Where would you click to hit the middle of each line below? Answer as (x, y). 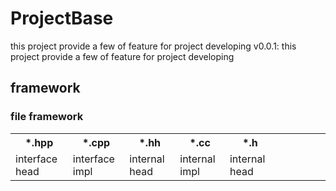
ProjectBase (62, 18)
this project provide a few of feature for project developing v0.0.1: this (153, 46)
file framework (47, 117)
